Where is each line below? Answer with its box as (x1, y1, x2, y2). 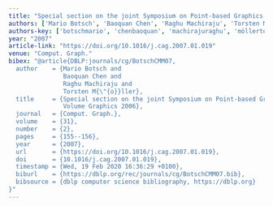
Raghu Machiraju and (63, 79, 132, 88)
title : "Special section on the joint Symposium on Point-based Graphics (8, 11, 264, 20)
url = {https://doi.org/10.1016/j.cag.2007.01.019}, (15, 148, 220, 156)
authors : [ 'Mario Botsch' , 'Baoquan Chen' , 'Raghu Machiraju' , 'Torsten (8, 19, 260, 28)
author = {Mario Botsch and (15, 65, 122, 73)
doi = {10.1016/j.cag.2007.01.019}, (15, 155, 162, 163)
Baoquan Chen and (63, 72, 122, 80)
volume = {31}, (15, 118, 79, 126)
